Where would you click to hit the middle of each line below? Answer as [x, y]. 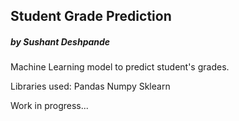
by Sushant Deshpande [60, 41]
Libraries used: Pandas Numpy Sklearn [90, 86]
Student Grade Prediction [91, 16]
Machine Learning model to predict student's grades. [120, 67]
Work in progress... [49, 106]
